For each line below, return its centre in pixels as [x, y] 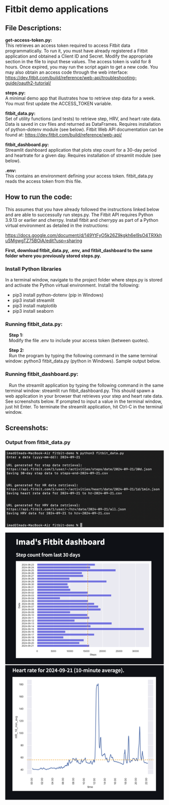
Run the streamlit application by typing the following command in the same [86, 385]
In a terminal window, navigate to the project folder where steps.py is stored [84, 280]
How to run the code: [39, 197]
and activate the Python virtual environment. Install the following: [72, 285]
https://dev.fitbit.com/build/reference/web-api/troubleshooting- [71, 78]
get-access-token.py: [29, 40]
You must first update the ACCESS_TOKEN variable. [59, 104]
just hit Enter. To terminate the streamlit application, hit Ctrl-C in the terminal [84, 407]
